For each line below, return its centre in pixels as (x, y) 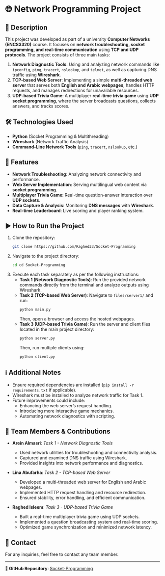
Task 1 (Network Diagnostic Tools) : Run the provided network (82, 280)
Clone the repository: (34, 238)
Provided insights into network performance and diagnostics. (81, 463)
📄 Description (26, 27)
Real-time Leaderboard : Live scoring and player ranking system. (78, 210)
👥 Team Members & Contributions (58, 432)
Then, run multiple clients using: (52, 347)
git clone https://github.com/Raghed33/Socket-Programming (74, 247)
